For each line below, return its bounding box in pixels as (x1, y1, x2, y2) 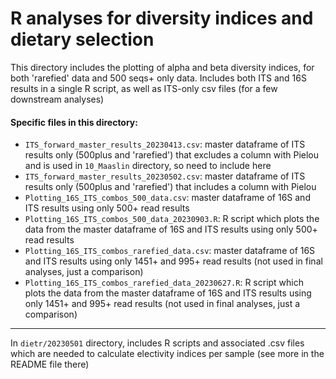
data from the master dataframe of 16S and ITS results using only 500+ (24, 223, 318, 236)
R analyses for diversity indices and (10, 7, 314, 30)
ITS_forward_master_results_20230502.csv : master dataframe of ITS (24, 170, 306, 182)
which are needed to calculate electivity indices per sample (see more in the (10, 348, 325, 360)
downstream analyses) (10, 93, 105, 105)
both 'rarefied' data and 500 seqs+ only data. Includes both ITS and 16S (10, 72, 307, 84)
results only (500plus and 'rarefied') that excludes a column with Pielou (24, 149, 320, 161)
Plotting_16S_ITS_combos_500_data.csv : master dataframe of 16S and (24, 192, 311, 204)
